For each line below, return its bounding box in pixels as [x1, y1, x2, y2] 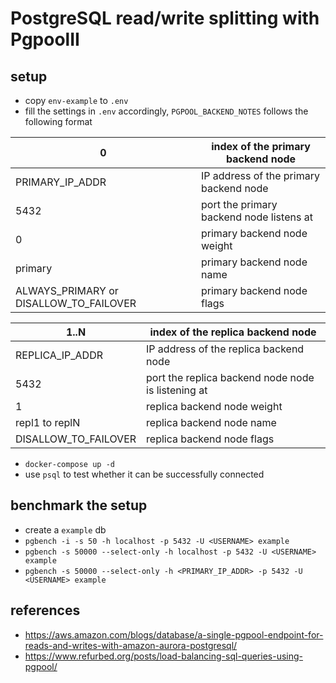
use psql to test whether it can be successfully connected [24, 468, 265, 480]
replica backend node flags [146, 432, 275, 446]
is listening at [146, 383, 208, 397]
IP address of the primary [201, 169, 320, 182]
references [10, 602, 81, 619]
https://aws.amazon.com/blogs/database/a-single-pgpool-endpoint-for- [24, 628, 324, 641]
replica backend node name [146, 416, 277, 429]
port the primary [201, 198, 278, 211]
